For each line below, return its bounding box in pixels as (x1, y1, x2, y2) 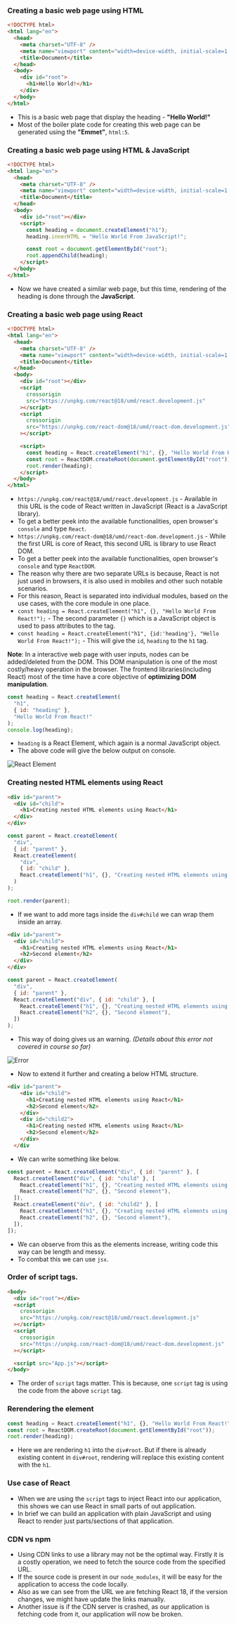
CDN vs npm (7, 1534, 51, 1544)
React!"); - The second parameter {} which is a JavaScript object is (17, 614, 216, 623)
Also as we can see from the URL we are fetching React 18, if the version (17, 1587, 228, 1595)
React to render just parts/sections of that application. (17, 1517, 174, 1525)
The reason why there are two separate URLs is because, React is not (17, 569, 220, 578)
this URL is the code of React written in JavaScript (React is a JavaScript (17, 502, 228, 511)
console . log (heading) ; (7, 726, 74, 733)
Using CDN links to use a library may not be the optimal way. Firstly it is (17, 1550, 224, 1558)
